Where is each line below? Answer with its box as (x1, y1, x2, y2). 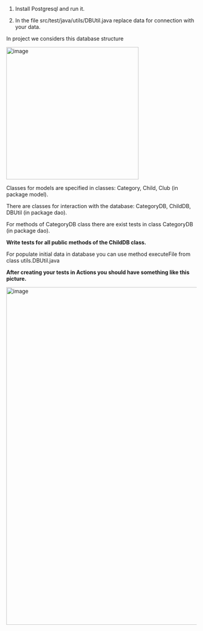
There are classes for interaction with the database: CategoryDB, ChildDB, (6, 203, 192, 209)
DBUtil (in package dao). (6, 209, 68, 216)
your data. (14, 24, 41, 30)
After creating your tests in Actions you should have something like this (6, 269, 190, 276)
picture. (6, 275, 27, 282)
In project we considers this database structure (6, 35, 124, 42)
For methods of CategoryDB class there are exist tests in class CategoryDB (6, 221, 193, 227)
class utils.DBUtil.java (6, 257, 60, 264)
